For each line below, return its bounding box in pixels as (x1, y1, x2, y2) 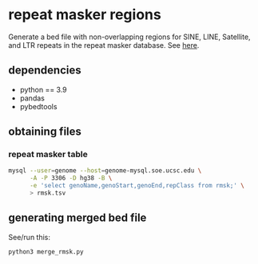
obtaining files (8, 125, 82, 139)
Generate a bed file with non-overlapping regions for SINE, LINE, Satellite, (8, 32, 251, 41)
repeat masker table (8, 149, 88, 160)
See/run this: (8, 232, 50, 242)
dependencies (8, 64, 81, 77)
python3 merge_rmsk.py (8, 247, 84, 256)
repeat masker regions (8, 6, 161, 24)
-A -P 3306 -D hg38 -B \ (29, 174, 113, 183)
